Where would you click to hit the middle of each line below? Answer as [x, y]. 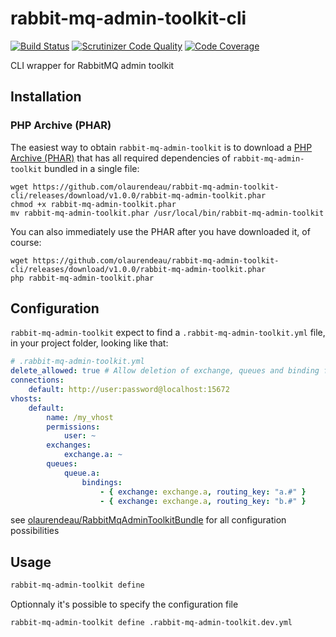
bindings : [102, 482]
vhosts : [26, 398]
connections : [37, 380]
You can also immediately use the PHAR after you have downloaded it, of [160, 231]
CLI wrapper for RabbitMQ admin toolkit [92, 65]
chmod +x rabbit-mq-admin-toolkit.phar [93, 204]
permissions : [73, 427]
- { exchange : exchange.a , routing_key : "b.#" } [203, 501]
